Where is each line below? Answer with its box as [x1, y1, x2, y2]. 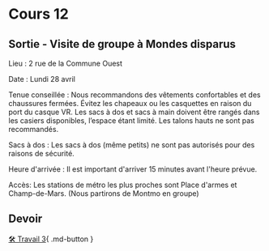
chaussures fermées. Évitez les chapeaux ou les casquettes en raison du [8, 99, 252, 108]
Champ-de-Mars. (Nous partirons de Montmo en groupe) [8, 189, 200, 198]
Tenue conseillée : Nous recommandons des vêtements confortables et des [8, 90, 261, 100]
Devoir [8, 212, 43, 226]
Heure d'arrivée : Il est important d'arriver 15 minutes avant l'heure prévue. [8, 164, 258, 174]
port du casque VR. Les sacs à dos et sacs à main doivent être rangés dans [8, 107, 260, 117]
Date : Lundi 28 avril [8, 74, 75, 83]
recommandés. [8, 125, 59, 134]
